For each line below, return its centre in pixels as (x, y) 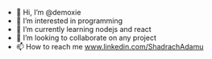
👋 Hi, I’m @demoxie (48, 12)
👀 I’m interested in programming (69, 21)
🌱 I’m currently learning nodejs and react (83, 29)
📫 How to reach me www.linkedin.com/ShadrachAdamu (110, 47)
